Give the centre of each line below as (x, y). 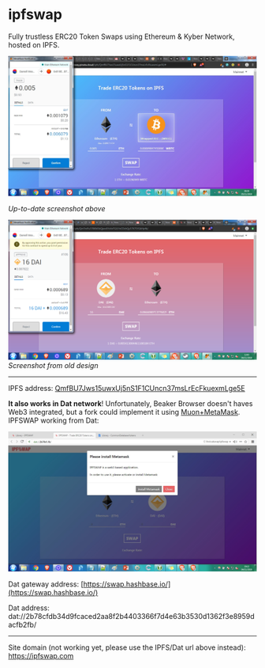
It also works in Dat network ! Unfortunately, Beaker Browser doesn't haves (131, 403)
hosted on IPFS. (34, 44)
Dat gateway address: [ (46, 584)
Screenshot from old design (53, 365)
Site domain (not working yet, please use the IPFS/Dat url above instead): (127, 647)
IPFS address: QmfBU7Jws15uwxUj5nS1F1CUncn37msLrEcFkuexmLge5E (127, 388)
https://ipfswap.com (41, 655)
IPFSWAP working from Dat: (54, 420)
